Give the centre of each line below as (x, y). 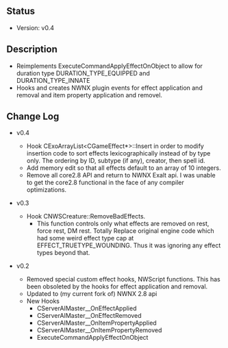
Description (32, 50)
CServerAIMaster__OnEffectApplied (87, 308)
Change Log (33, 117)
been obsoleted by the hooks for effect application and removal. (117, 286)
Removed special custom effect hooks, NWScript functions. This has (123, 279)
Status (21, 11)
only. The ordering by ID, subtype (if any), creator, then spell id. (116, 161)
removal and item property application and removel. (89, 95)
